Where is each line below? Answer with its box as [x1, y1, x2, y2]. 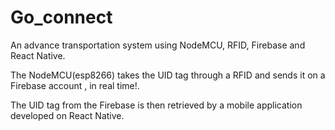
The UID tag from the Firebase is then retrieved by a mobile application [10, 99, 303, 111]
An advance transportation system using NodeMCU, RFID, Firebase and [10, 39, 306, 51]
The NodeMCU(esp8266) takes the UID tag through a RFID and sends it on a [10, 69, 326, 81]
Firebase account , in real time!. [10, 79, 140, 91]
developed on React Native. [10, 109, 125, 121]
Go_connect [10, 6, 113, 29]
